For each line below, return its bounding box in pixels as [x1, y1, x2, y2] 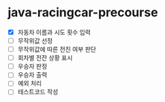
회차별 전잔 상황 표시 [17, 54, 73, 62]
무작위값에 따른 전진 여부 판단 [17, 46, 96, 54]
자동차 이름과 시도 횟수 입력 [17, 28, 91, 36]
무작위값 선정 [17, 37, 53, 45]
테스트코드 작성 [17, 88, 59, 96]
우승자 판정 [17, 63, 48, 71]
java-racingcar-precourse [7, 5, 159, 20]
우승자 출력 [17, 71, 48, 79]
